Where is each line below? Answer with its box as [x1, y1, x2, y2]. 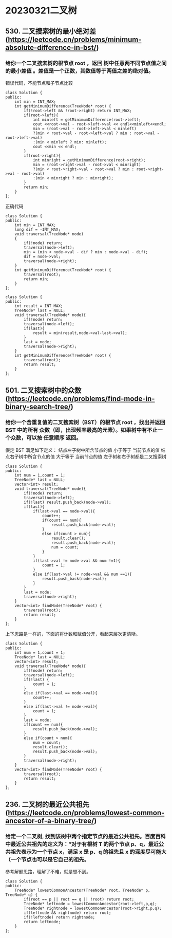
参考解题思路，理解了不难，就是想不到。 [5, 869, 91, 875]
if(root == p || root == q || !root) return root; [24, 897, 135, 902]
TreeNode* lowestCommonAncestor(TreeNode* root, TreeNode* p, [14, 888, 150, 893]
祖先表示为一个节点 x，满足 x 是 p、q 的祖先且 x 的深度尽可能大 [10, 848, 167, 855]
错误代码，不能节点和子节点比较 [5, 80, 73, 86]
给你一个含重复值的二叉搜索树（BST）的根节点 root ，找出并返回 [5, 419, 165, 426]
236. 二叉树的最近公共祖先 [5, 800, 90, 808]
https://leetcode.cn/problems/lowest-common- [7, 808, 165, 817]
